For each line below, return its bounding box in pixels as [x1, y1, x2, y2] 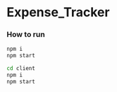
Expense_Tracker [6, 4, 110, 21]
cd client [6, 65, 36, 72]
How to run [6, 30, 45, 40]
